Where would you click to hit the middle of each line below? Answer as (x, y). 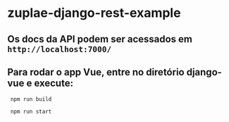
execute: (54, 83)
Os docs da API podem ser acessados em (100, 39)
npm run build (31, 99)
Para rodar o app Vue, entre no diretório (96, 72)
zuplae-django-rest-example (94, 13)
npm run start (31, 112)
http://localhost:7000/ (60, 49)
